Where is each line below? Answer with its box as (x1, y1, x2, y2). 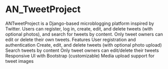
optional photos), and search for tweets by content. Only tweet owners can (5, 31, 163, 37)
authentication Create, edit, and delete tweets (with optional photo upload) (5, 42, 162, 48)
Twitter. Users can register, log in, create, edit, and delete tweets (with (5, 25, 153, 31)
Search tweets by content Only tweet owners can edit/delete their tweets (5, 47, 159, 53)
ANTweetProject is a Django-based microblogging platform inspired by (5, 20, 154, 26)
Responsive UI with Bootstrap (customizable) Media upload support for (5, 52, 155, 59)
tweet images (5, 58, 34, 64)
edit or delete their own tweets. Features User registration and (5, 37, 136, 43)
